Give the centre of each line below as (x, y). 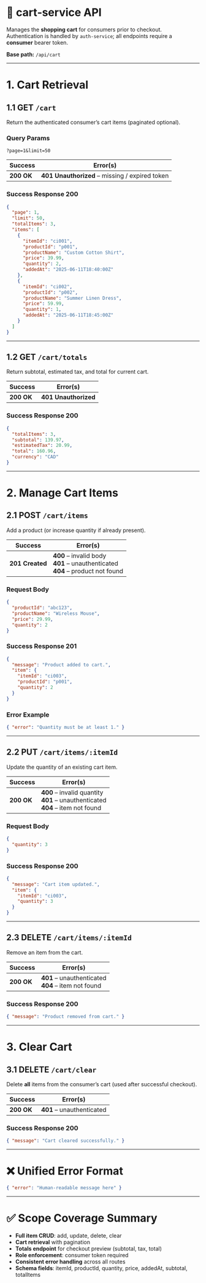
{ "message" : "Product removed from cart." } (65, 1017)
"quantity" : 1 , (42, 310)
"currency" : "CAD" (36, 457)
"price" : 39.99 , (43, 258)
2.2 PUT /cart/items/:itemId (62, 752)
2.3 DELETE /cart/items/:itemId (69, 938)
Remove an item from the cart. (45, 952)
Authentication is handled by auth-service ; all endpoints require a (90, 36)
